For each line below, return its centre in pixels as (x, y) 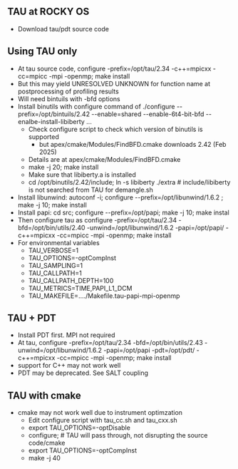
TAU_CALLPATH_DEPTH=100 (71, 280)
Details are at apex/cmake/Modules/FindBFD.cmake (104, 159)
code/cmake (47, 443)
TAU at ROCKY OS (48, 12)
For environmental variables (58, 242)
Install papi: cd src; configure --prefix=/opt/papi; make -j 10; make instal (123, 212)
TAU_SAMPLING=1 (56, 265)
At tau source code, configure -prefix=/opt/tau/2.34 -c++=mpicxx (114, 68)
